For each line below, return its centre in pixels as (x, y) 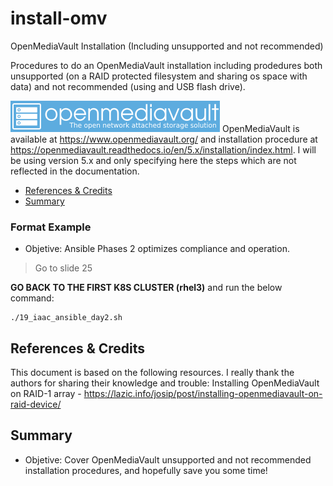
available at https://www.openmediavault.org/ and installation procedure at (164, 139)
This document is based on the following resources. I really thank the (152, 373)
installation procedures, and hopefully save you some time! (146, 470)
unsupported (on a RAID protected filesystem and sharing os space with (159, 76)
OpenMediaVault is (260, 128)
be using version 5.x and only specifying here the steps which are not (153, 160)
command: (32, 298)
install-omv (59, 18)
